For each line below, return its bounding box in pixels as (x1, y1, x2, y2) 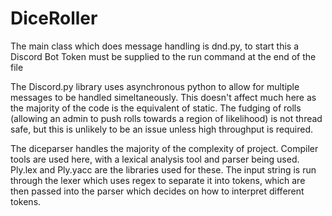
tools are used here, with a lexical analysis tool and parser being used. (10, 153, 300, 165)
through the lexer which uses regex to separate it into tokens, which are (10, 174, 306, 186)
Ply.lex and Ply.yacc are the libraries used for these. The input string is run (10, 163, 317, 176)
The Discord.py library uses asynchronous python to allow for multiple (10, 80, 300, 92)
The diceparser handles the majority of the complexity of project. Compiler (10, 142, 319, 154)
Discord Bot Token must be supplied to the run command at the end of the (10, 50, 317, 62)
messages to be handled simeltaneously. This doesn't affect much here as (10, 91, 317, 103)
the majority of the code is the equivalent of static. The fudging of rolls (10, 102, 302, 114)
